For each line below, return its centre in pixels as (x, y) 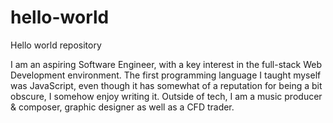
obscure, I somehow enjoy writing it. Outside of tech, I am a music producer (166, 96)
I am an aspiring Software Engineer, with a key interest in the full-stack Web (166, 64)
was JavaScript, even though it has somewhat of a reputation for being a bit (166, 85)
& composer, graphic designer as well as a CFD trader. (122, 107)
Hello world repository (56, 45)
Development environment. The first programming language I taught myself (166, 75)
